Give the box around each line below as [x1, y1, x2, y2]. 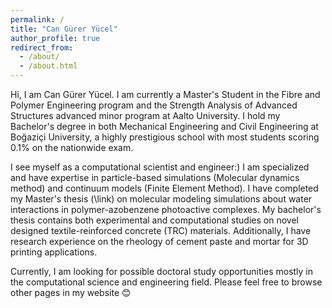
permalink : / [10, 14, 65, 25]
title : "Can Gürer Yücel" [10, 24, 118, 34]
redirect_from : [10, 42, 74, 53]
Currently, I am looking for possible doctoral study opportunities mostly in [10, 266, 314, 277]
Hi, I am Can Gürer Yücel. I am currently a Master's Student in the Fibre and [10, 89, 321, 100]
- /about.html [19, 61, 78, 71]
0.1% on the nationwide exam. [10, 142, 134, 153]
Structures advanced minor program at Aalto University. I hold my [10, 110, 281, 121]
